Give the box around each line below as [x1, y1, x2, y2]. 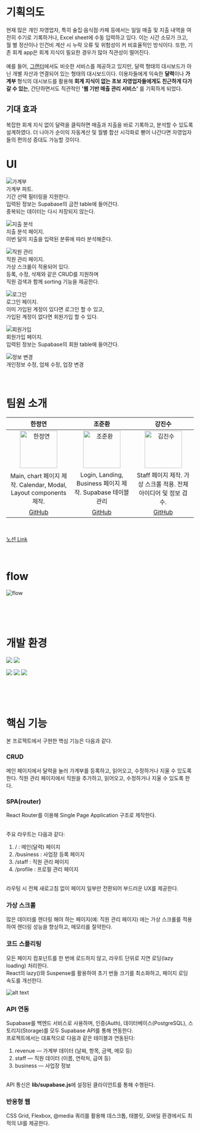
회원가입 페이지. [6, 333, 43, 340]
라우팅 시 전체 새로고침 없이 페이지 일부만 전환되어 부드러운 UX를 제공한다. [6, 885, 179, 892]
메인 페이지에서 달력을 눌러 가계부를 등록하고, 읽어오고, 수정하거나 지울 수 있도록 [6, 767, 192, 774]
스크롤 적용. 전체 [145, 480, 189, 488]
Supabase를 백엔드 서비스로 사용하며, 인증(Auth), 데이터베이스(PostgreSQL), [6, 1019, 187, 1026]
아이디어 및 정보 [139, 489, 181, 497]
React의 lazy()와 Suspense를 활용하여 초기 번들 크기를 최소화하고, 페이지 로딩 [6, 969, 189, 977]
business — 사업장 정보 [14, 1062, 71, 1069]
